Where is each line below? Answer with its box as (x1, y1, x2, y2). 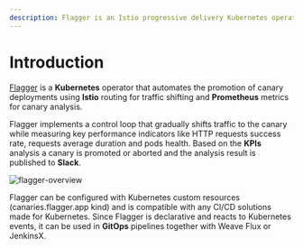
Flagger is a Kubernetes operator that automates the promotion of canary (9, 82, 284, 93)
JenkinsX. (9, 230, 47, 241)
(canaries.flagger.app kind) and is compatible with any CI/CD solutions (9, 201, 272, 212)
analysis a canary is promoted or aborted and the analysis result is (9, 147, 256, 158)
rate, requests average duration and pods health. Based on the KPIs (9, 137, 262, 149)
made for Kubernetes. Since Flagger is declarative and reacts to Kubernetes (9, 211, 291, 222)
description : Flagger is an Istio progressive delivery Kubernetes (9, 13, 269, 23)
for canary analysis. (9, 101, 83, 112)
